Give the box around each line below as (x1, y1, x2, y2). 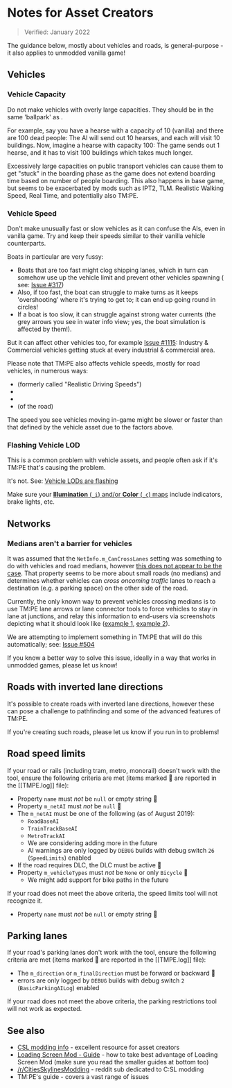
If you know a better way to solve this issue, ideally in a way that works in (7, 654, 217, 662)
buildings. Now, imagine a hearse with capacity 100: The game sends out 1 (7, 141, 220, 149)
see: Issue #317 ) (17, 280, 64, 289)
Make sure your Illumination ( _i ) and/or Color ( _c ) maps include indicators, (7, 491, 223, 499)
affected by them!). (17, 325, 72, 333)
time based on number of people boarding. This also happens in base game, (7, 176, 225, 185)
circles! (17, 303, 39, 311)
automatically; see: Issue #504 (7, 640, 95, 648)
